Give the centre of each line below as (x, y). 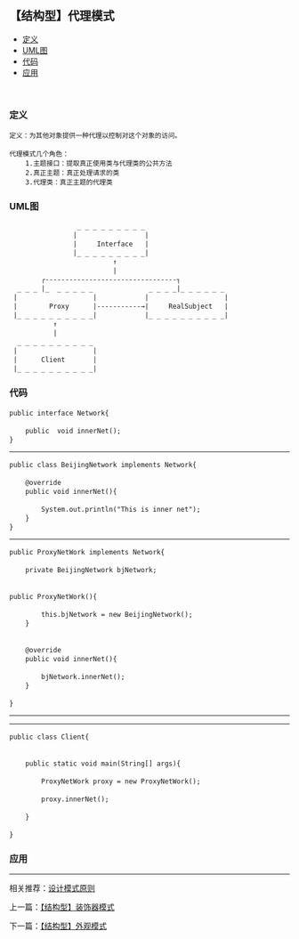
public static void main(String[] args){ (103, 764)
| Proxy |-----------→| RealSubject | (121, 307)
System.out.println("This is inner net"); (121, 509)
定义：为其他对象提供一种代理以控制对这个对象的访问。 (96, 136)
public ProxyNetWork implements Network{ (87, 552)
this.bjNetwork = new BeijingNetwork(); (117, 614)
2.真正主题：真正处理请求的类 (73, 173)
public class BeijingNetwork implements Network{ (103, 465)
